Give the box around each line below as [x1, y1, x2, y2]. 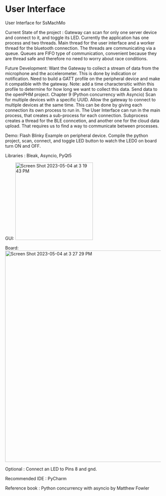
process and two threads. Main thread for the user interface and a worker [5, 40, 155, 45]
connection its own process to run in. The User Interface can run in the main [5, 107, 161, 113]
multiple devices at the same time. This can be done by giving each [5, 102, 142, 108]
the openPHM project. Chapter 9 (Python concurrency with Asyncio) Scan [5, 91, 156, 97]
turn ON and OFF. [5, 143, 41, 149]
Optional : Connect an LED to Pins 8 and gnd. [5, 466, 97, 472]
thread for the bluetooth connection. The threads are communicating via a [5, 45, 156, 51]
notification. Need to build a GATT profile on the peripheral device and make [5, 76, 161, 82]
